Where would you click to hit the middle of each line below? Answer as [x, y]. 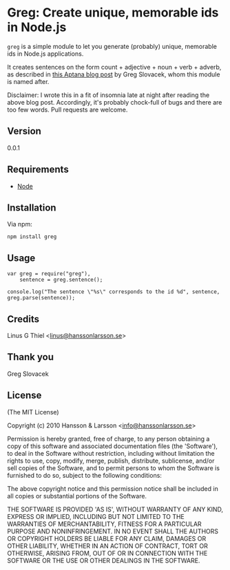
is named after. [28, 81]
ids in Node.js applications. [45, 54]
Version [24, 131]
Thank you [30, 357]
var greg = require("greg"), [49, 274]
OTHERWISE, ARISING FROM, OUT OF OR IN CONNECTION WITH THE [107, 553]
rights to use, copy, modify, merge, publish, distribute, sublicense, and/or [111, 461]
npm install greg [32, 237]
